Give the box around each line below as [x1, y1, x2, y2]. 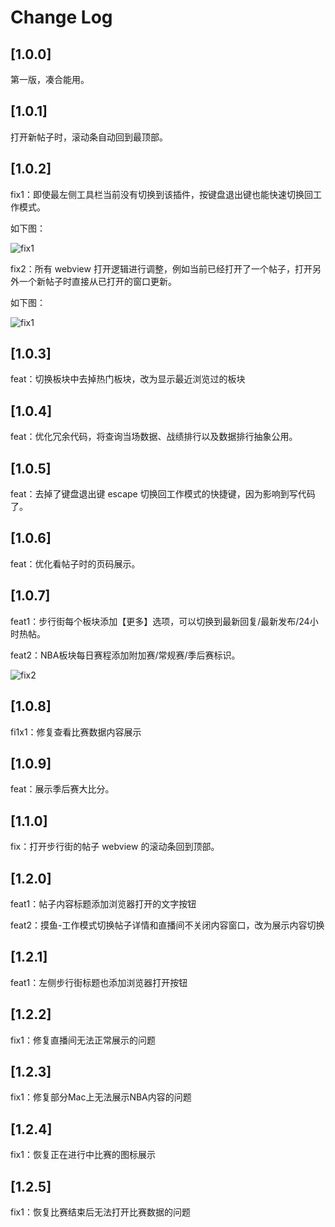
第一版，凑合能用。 [10, 74, 90, 85]
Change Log [10, 6, 113, 29]
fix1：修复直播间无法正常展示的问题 [10, 1034, 156, 1046]
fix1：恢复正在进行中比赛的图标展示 [10, 1149, 156, 1161]
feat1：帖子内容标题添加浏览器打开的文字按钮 [10, 897, 197, 910]
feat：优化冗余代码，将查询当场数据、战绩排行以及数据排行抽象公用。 [10, 431, 298, 443]
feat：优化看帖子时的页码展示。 [10, 557, 141, 570]
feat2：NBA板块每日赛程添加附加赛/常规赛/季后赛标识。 [10, 649, 241, 661]
